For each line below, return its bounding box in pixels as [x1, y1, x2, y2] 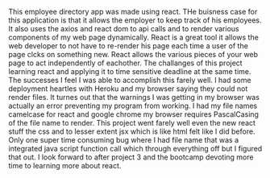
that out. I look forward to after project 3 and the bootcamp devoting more [8, 152, 254, 162]
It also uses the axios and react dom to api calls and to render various [8, 24, 239, 33]
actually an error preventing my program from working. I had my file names [8, 101, 258, 110]
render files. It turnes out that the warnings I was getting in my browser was [8, 93, 260, 101]
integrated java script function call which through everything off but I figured [8, 144, 263, 153]
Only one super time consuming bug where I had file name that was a [8, 135, 239, 144]
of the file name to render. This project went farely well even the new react [8, 118, 256, 127]
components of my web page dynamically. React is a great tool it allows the [8, 32, 260, 42]
